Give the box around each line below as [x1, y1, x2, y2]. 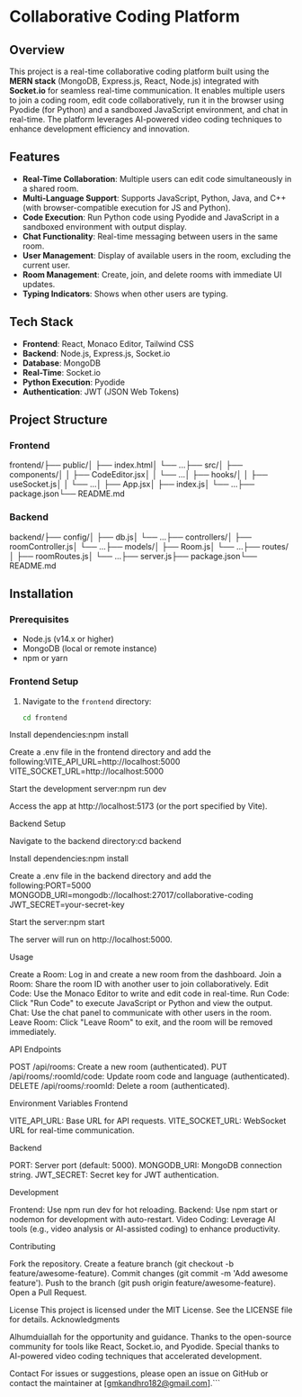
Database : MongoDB [22, 358, 102, 368]
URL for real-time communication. [9, 1125, 135, 1136]
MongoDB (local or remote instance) [22, 643, 157, 654]
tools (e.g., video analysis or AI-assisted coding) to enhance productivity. [9, 1223, 280, 1235]
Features [9, 150, 60, 165]
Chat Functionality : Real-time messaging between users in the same [22, 231, 279, 241]
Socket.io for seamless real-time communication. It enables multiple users [9, 86, 286, 95]
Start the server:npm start [9, 917, 105, 928]
